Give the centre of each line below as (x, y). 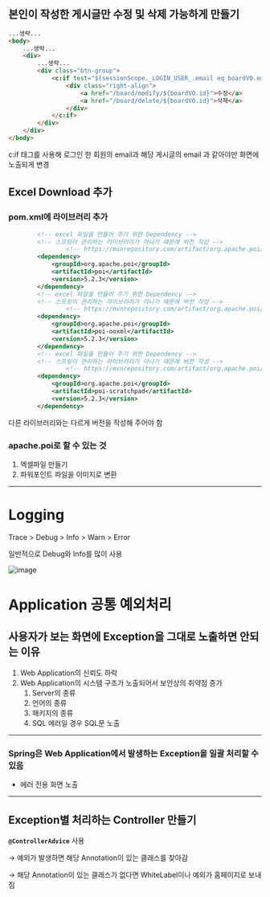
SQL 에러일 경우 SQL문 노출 (76, 723)
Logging (37, 515)
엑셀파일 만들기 (44, 464)
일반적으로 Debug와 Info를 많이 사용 (65, 554)
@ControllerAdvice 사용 (47, 840)
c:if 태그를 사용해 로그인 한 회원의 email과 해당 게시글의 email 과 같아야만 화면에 (134, 154)
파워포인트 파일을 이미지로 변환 (68, 474)
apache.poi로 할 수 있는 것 (57, 445)
